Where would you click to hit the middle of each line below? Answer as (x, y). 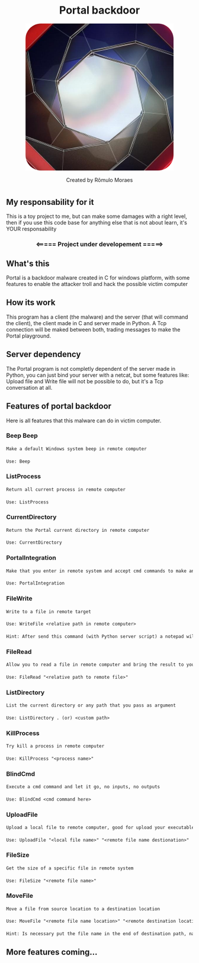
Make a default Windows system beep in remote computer (76, 449)
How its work (31, 303)
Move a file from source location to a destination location (83, 909)
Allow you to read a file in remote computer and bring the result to (95, 665)
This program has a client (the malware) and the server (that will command (97, 317)
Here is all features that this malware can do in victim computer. (84, 420)
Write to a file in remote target (49, 611)
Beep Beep (22, 436)
